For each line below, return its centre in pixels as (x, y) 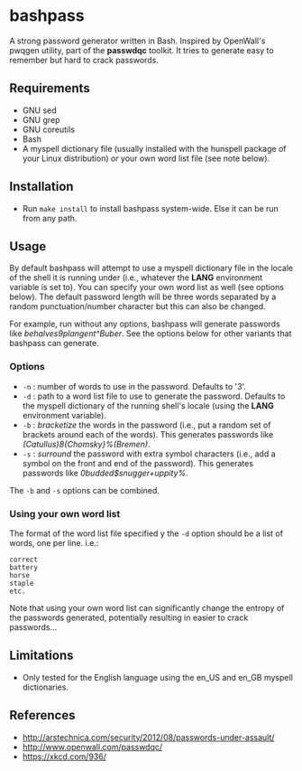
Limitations (41, 656)
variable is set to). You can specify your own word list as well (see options (146, 287)
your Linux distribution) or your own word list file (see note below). (146, 158)
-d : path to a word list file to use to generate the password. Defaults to (154, 396)
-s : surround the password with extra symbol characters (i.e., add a (149, 454)
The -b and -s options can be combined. (85, 490)
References (42, 715)
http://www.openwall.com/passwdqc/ (92, 747)
